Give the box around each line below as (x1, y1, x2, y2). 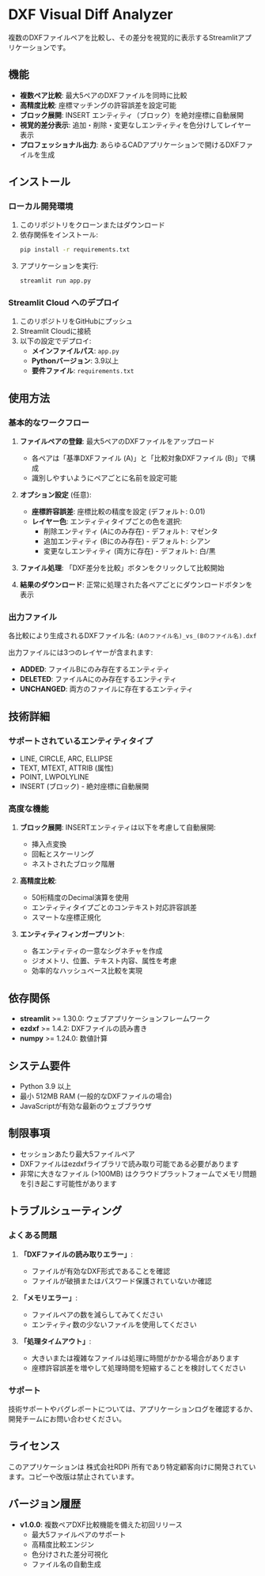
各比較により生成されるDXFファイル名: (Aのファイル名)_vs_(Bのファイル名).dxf (8, 631, 257, 641)
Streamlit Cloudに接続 (19, 327, 91, 336)
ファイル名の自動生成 (31, 1559, 101, 1569)
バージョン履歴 (8, 1497, 81, 1511)
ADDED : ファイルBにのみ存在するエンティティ (19, 664, 170, 674)
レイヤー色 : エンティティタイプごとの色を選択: (31, 516, 183, 527)
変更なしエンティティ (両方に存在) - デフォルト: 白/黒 (43, 546, 216, 556)
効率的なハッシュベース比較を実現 (31, 966, 142, 976)
